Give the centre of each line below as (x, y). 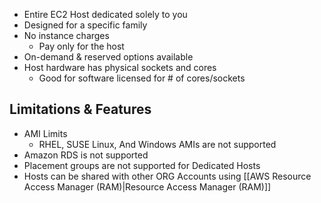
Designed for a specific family (85, 25)
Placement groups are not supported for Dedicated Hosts (142, 165)
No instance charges (66, 35)
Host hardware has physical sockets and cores (120, 67)
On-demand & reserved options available (108, 57)
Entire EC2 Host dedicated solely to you (105, 14)
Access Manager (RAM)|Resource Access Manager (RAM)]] (147, 186)
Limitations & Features (80, 109)
